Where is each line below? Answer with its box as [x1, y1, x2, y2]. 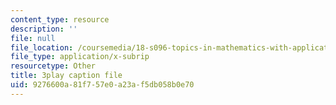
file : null [10, 33, 56, 43]
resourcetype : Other [10, 61, 97, 71]
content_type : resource [10, 14, 110, 25]
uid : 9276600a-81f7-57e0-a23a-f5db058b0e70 [10, 80, 195, 90]
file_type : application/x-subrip [10, 52, 150, 62]
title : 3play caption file [10, 71, 123, 81]
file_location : [10, 42, 74, 53]
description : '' [10, 24, 78, 34]
